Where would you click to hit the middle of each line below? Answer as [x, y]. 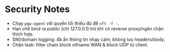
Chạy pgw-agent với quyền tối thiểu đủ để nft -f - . [66, 23]
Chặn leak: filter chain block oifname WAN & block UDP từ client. [80, 44]
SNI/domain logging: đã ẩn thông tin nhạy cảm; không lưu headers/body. [89, 39]
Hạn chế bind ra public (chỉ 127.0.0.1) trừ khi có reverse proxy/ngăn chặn [88, 28]
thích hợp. [23, 34]
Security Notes [37, 9]
